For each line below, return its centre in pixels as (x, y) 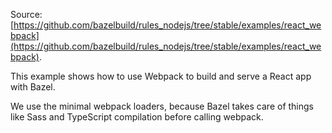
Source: (26, 14)
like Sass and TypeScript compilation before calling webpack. (137, 117)
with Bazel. (33, 87)
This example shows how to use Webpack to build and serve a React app (161, 76)
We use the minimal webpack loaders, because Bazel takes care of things (162, 106)
